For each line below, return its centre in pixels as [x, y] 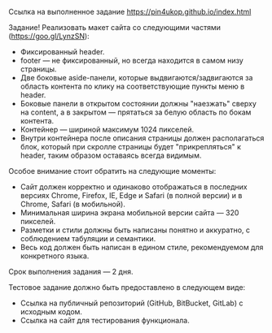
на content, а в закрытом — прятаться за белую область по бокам [136, 112]
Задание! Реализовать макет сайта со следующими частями [115, 27]
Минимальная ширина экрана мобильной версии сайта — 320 [129, 213]
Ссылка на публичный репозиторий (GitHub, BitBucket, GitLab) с [132, 303]
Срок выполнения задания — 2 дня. [71, 272]
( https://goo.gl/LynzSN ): [49, 36]
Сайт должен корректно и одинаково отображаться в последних [134, 187]
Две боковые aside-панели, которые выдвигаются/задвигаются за [136, 78]
